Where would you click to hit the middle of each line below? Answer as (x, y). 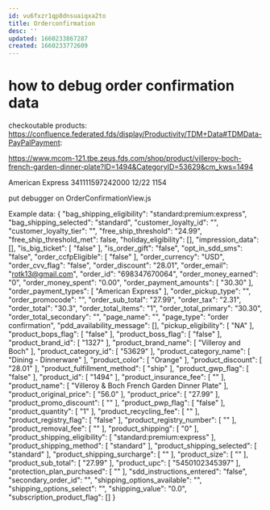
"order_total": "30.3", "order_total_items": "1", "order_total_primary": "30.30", (135, 309)
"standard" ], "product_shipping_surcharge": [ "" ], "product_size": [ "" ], (128, 454)
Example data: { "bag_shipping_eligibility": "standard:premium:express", (128, 214)
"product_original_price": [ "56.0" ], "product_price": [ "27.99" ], (114, 394)
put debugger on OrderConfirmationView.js (80, 198)
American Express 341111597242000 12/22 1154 (87, 183)
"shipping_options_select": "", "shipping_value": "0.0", (98, 489)
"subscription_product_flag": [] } (62, 497)
